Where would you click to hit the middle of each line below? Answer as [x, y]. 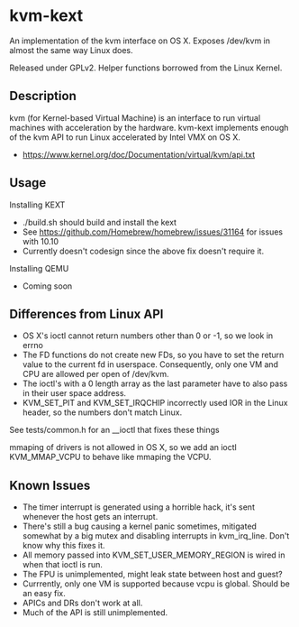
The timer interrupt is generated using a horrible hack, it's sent [138, 507]
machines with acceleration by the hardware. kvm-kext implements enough [149, 127]
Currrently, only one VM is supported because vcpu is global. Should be [156, 584]
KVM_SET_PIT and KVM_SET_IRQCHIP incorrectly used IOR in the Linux [155, 403]
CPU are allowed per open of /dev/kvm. [95, 374]
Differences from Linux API [86, 313]
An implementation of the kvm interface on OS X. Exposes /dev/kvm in [140, 41]
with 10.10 [40, 241]
